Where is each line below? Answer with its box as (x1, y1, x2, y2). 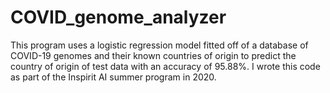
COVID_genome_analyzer (10, 6, 227, 29)
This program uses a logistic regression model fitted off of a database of (10, 39, 309, 51)
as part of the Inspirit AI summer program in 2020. (10, 71, 217, 83)
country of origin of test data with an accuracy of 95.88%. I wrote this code (10, 60, 321, 72)
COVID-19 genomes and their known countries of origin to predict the (10, 49, 297, 61)
